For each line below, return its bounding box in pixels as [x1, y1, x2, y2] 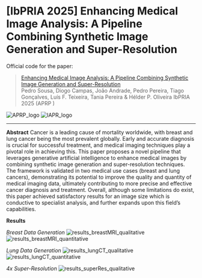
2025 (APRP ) [20, 99, 55, 107]
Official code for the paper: [6, 62, 73, 70]
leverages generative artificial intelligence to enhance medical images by [6, 154, 187, 161]
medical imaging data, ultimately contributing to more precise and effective [6, 179, 192, 187]
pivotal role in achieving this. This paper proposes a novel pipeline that [6, 147, 182, 155]
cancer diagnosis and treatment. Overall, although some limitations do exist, [6, 186, 195, 193]
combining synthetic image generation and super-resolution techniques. [6, 161, 185, 168]
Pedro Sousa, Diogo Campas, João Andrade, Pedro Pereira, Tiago [20, 87, 185, 94]
